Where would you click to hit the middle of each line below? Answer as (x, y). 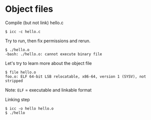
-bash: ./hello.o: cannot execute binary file (54, 54)
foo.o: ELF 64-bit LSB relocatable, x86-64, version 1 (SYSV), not (76, 76)
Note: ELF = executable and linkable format (48, 90)
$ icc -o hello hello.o (30, 108)
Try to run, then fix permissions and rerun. (48, 41)
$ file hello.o (21, 72)
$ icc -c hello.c (23, 31)
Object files (29, 9)
